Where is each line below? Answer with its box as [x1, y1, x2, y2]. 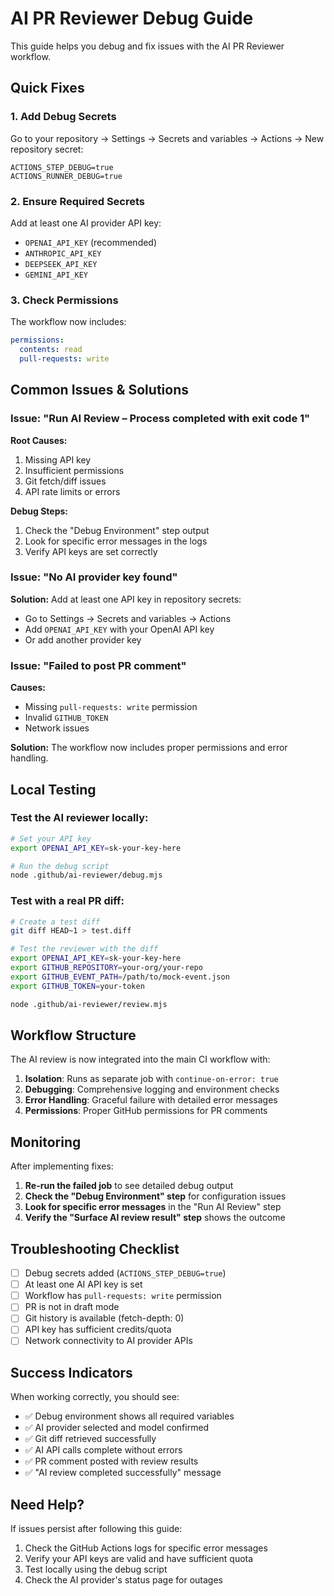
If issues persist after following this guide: [10, 1523, 183, 1535]
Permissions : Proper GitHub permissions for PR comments [24, 1105, 268, 1117]
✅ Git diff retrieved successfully [24, 1433, 157, 1445]
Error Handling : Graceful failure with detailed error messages [24, 1094, 278, 1106]
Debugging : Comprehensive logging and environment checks [24, 1083, 280, 1096]
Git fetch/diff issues [24, 475, 107, 487]
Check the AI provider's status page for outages [24, 1574, 223, 1586]
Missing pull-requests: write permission [24, 701, 198, 713]
